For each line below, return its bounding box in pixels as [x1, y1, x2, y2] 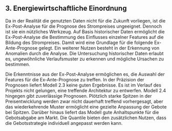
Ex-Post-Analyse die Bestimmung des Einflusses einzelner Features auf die [5, 34, 164, 40]
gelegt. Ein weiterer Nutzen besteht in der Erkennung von [38, 45, 160, 51]
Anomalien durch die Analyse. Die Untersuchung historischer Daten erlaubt [5, 50, 164, 56]
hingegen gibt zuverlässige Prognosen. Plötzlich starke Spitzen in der [5, 93, 152, 99]
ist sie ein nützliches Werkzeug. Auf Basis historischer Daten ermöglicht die [5, 28, 165, 35]
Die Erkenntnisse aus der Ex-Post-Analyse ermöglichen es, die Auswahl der [5, 71, 165, 77]
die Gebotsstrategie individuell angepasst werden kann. [5, 120, 123, 126]
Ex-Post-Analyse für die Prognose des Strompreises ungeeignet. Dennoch [5, 23, 162, 29]
